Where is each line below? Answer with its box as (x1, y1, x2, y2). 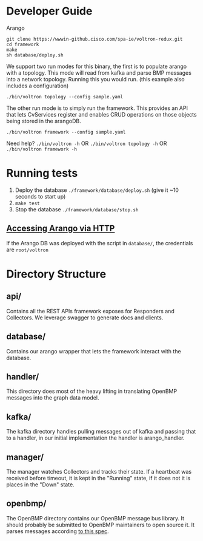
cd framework (6, 41, 39, 47)
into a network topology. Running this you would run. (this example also (6, 75, 185, 83)
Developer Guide (6, 4, 93, 18)
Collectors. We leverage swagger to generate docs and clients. (6, 314, 164, 321)
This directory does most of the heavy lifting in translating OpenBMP (6, 387, 178, 395)
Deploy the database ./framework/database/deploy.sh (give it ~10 (15, 186, 179, 194)
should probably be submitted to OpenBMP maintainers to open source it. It (6, 521, 195, 528)
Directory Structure (6, 267, 107, 281)
